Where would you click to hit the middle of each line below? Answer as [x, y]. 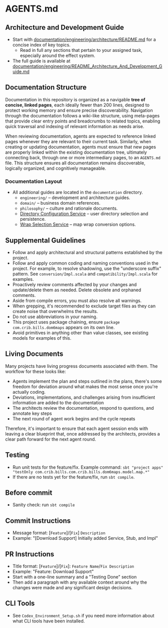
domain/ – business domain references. [60, 203]
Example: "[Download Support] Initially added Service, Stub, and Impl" [85, 538]
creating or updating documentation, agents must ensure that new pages [81, 147]
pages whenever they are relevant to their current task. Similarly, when [78, 141]
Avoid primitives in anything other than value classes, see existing [80, 333]
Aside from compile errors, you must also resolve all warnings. [77, 300]
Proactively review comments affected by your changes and [74, 284]
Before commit [29, 493]
